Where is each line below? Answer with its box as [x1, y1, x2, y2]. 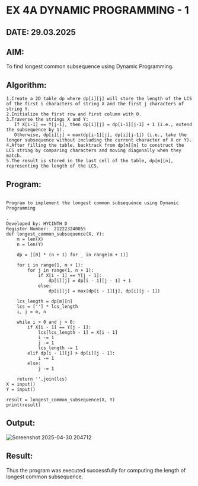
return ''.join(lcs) [17, 376, 68, 382]
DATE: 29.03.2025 [6, 27, 76, 37]
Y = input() [6, 387, 36, 392]
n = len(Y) [17, 242, 44, 247]
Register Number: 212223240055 [6, 226, 86, 232]
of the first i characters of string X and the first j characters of [6, 101, 184, 107]
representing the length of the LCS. [6, 163, 100, 169]
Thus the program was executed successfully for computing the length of [6, 466, 186, 474]
